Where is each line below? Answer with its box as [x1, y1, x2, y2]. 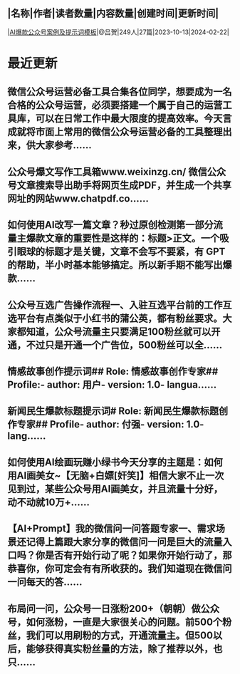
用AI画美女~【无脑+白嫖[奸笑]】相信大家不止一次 [7, 470, 224, 482]
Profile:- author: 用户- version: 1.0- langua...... [7, 378, 217, 390]
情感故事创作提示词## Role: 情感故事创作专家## [7, 365, 219, 377]
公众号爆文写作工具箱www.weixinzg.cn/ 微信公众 [7, 165, 226, 177]
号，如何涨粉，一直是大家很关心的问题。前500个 [7, 616, 223, 628]
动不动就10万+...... [7, 496, 90, 508]
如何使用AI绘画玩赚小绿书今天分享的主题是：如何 [7, 456, 223, 468]
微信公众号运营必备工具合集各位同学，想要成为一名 [7, 85, 232, 98]
